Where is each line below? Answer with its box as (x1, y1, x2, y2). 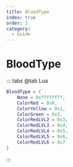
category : (6, 25, 31, 32)
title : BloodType (6, 8, 50, 15)
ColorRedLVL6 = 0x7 (17, 139, 66, 145)
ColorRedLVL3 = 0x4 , (17, 122, 68, 128)
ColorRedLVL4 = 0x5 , (17, 128, 68, 134)
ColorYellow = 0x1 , (17, 106, 66, 112)
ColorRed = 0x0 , (17, 100, 58, 106)
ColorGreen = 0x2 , (17, 111, 63, 118)
